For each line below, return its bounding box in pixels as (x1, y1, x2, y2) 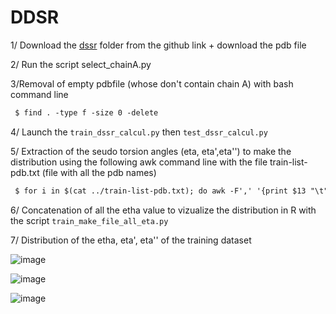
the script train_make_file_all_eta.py (10, 214, 169, 226)
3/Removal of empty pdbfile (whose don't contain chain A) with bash (10, 77, 294, 90)
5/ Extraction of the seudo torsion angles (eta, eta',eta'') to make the (10, 145, 292, 157)
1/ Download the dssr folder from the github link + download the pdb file (10, 39, 307, 51)
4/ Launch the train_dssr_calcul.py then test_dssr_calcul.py (10, 126, 268, 138)
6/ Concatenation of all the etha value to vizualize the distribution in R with (10, 204, 317, 216)
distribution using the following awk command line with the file (10, 156, 268, 168)
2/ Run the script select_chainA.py (10, 58, 152, 70)
